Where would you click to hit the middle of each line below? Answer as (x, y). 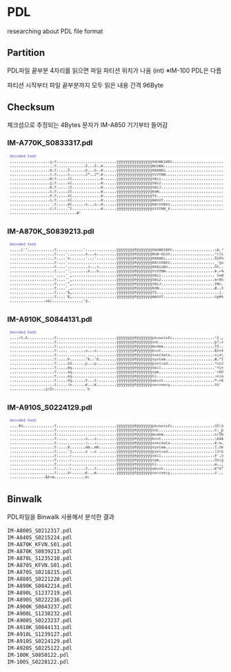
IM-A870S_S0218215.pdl (40, 572)
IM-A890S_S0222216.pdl (40, 599)
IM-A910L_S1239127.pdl (40, 634)
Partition (26, 53)
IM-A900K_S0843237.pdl (40, 606)
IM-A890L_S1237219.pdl (40, 593)
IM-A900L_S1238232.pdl (40, 613)
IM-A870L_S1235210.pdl (40, 558)
